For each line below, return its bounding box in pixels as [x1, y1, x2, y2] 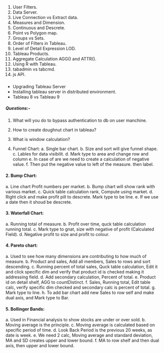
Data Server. [12, 9, 38, 15]
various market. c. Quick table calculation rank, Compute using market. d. [5, 189, 153, 195]
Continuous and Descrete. [12, 25, 65, 31]
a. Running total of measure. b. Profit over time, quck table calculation [5, 221, 146, 227]
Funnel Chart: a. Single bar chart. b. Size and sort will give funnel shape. [12, 146, 158, 152]
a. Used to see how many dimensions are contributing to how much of [5, 253, 147, 259]
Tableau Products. [12, 51, 50, 57]
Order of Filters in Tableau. [12, 40, 67, 46]
